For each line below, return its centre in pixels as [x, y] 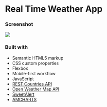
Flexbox [20, 68]
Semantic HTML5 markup [38, 58]
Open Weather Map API [36, 89]
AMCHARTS [24, 99]
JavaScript [23, 79]
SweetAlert [23, 94]
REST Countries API [32, 84]
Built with [17, 47]
